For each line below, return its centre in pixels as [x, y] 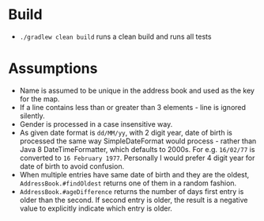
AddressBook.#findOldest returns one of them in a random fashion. [128, 183]
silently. [32, 116]
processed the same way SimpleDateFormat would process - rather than [138, 141]
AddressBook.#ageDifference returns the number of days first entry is [132, 191]
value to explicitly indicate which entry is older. [96, 208]
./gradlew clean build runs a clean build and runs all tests [115, 36]
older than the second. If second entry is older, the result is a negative [134, 200]
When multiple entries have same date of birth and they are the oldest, [134, 174]
